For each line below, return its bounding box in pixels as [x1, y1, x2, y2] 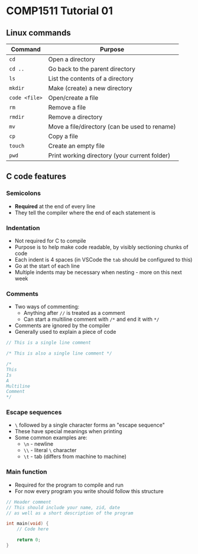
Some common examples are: [14, 434, 87, 442]
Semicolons [6, 189, 41, 198]
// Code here [17, 526, 49, 532]
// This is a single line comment [6, 340, 92, 346]
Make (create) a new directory [48, 84, 133, 92]
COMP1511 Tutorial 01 [6, 4, 113, 18]
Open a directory [48, 55, 96, 63]
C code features [6, 172, 67, 182]
